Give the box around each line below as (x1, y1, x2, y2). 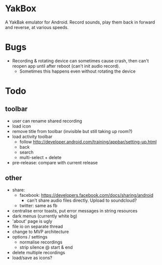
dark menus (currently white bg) (12, 213, 77, 219)
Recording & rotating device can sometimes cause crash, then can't (12, 57, 149, 64)
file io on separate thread (12, 223, 63, 229)
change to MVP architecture (12, 229, 69, 235)
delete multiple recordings (12, 249, 65, 255)
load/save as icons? (12, 255, 52, 261)
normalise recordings (19, 239, 63, 245)
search (19, 149, 34, 155)
